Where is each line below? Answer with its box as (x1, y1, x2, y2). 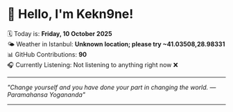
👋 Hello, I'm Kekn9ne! (7, 6, 134, 22)
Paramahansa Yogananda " (7, 90, 85, 99)
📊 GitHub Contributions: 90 (7, 50, 87, 58)
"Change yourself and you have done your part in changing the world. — (7, 83, 216, 91)
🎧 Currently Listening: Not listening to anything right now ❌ (7, 60, 178, 68)
